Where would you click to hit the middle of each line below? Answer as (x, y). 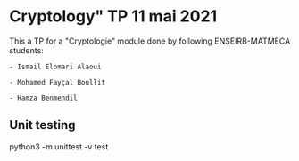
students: (27, 50)
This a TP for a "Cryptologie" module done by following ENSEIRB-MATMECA (150, 41)
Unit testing (42, 125)
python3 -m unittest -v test (59, 146)
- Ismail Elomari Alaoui (55, 67)
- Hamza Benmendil (43, 98)
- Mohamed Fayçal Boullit (57, 82)
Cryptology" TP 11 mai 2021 (113, 16)
